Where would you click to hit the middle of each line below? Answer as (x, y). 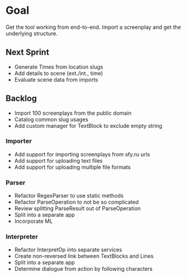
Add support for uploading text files (58, 160)
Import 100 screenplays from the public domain (73, 113)
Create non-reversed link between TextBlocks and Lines (84, 256)
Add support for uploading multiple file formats (72, 167)
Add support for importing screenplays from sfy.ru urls (82, 154)
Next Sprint (27, 53)
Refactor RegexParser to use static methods (69, 196)
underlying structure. (32, 33)
